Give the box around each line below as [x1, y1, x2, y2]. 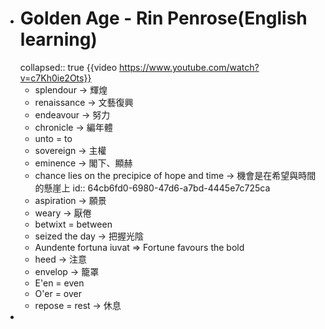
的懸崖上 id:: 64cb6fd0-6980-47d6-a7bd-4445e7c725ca [34, 182, 271, 194]
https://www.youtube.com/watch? [119, 61, 260, 73]
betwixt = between [34, 218, 113, 230]
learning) [19, 28, 98, 51]
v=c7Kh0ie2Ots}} [19, 72, 92, 84]
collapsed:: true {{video [19, 61, 118, 73]
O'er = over [34, 287, 83, 299]
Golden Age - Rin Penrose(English [19, 7, 308, 30]
